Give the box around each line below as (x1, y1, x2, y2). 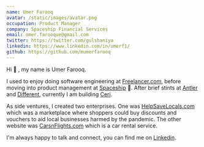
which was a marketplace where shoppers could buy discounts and (6, 108, 177, 116)
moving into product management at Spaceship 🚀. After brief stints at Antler (6, 84, 198, 91)
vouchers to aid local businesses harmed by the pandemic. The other (6, 115, 182, 123)
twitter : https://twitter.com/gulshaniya (6, 37, 114, 43)
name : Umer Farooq (6, 9, 53, 15)
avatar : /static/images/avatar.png (6, 15, 97, 21)
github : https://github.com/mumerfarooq (6, 49, 111, 55)
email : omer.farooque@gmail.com (6, 32, 89, 38)
